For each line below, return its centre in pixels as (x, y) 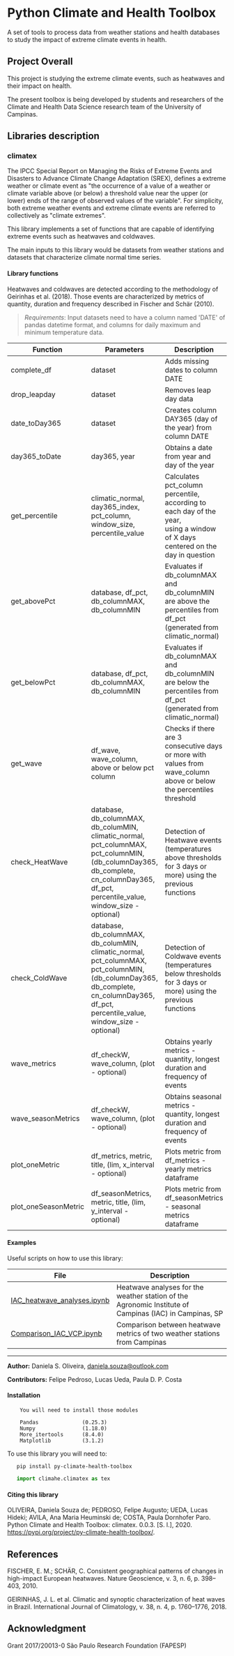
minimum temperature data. (64, 332)
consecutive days (194, 746)
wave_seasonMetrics (45, 1118)
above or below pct (123, 768)
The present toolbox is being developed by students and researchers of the (116, 99)
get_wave (26, 763)
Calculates (182, 476)
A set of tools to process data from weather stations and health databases (114, 32)
